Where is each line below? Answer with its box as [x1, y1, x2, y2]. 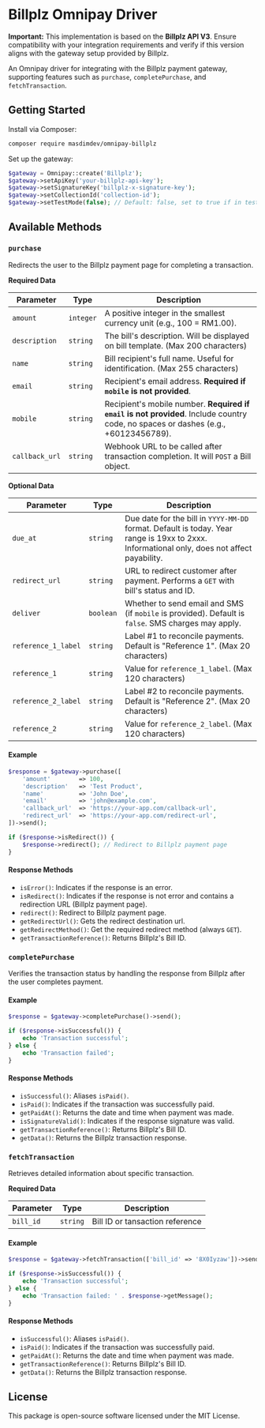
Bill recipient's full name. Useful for [104, 353, 234, 364]
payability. [125, 552, 163, 563]
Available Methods [8, 220, 103, 234]
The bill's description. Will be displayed [104, 330, 250, 341]
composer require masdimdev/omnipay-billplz [8, 140, 157, 148]
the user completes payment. [8, 977, 104, 986]
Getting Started [8, 103, 86, 117]
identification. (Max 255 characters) [104, 363, 239, 374]
